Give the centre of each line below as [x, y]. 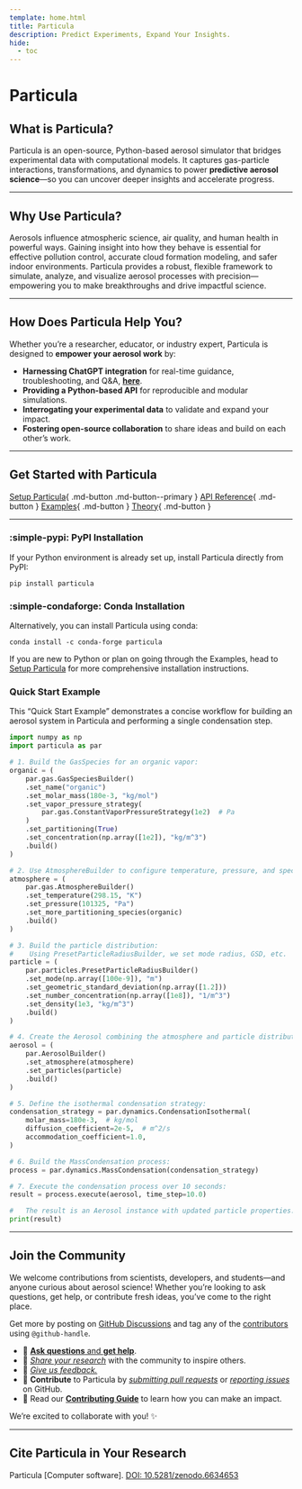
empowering [33, 286]
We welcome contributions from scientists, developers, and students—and [147, 1277]
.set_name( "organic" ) [66, 787]
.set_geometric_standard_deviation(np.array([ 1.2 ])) [126, 987]
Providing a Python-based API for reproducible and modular [135, 390]
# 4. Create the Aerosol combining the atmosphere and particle [132, 1037]
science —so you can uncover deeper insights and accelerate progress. [142, 179]
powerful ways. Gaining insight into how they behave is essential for [135, 247]
